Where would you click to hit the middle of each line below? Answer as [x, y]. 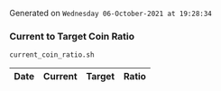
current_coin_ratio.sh [52, 55]
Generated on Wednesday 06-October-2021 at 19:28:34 [110, 13]
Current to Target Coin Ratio [72, 36]
